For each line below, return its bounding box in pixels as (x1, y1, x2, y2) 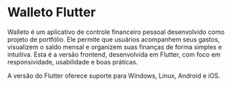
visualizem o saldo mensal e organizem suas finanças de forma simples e (7, 42, 222, 51)
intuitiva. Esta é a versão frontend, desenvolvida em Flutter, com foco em (7, 50, 221, 59)
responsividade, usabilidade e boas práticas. (7, 57, 138, 66)
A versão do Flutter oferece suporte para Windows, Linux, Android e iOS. (7, 71, 221, 80)
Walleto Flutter (7, 4, 96, 21)
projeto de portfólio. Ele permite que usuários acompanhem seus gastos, (7, 35, 220, 43)
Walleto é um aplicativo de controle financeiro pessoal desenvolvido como (7, 28, 225, 36)
